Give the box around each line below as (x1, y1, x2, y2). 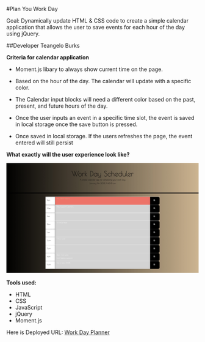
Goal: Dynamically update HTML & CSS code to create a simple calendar (6, 17, 189, 24)
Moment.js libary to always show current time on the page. (15, 65, 164, 73)
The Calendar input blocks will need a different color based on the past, (15, 96, 196, 103)
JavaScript (15, 303, 43, 311)
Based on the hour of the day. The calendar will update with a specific (15, 78, 192, 84)
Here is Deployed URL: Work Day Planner (6, 329, 110, 336)
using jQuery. (6, 30, 40, 37)
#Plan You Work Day (6, 6, 58, 12)
